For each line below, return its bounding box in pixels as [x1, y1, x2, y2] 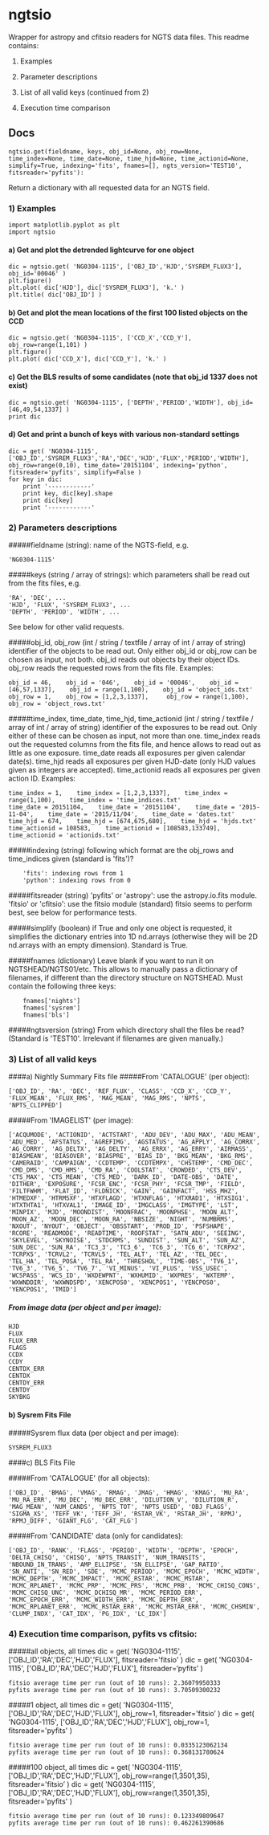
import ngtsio [8, 228, 56, 236]
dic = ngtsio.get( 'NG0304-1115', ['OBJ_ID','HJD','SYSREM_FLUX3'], [8, 263, 243, 271]
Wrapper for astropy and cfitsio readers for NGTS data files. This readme [8, 32, 250, 42]
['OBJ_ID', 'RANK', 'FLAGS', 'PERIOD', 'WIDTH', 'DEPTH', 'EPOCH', [8, 1546, 239, 1555]
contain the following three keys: [8, 981, 116, 991]
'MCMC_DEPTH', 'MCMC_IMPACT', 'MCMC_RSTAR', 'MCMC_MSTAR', [8, 1574, 210, 1583]
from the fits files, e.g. [8, 578, 82, 588]
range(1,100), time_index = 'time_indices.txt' [8, 797, 181, 805]
